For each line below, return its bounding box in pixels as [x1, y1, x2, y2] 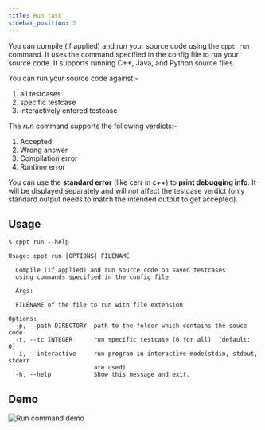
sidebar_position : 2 [8, 19, 77, 27]
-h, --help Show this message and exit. [15, 371, 191, 379]
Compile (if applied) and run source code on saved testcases [15, 266, 226, 275]
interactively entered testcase [19, 105, 118, 115]
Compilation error [19, 153, 78, 163]
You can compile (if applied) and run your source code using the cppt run [8, 41, 250, 50]
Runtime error [19, 162, 66, 171]
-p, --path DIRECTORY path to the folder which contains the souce [15, 322, 247, 330]
